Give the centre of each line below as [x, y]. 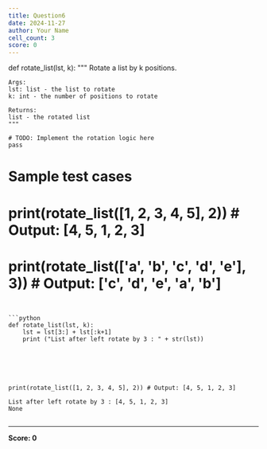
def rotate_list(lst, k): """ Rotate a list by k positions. [93, 68]
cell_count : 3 [32, 38]
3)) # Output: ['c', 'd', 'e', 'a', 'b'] [115, 283]
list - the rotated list [49, 117]
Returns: [23, 111]
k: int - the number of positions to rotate [83, 96]
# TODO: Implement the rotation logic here [81, 139]
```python [25, 318]
